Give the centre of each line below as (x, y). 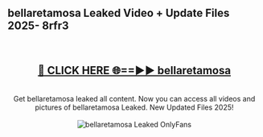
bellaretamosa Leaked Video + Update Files (119, 13)
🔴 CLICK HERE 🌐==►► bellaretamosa (134, 71)
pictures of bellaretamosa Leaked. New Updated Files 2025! (134, 107)
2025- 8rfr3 (38, 26)
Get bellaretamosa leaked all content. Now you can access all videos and (134, 98)
